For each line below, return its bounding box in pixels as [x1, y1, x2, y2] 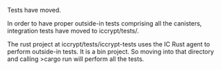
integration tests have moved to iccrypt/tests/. [7, 27, 139, 35]
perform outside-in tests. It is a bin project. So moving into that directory [7, 48, 214, 55]
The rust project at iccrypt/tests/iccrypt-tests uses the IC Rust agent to [7, 40, 211, 48]
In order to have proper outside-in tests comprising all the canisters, [7, 19, 202, 27]
